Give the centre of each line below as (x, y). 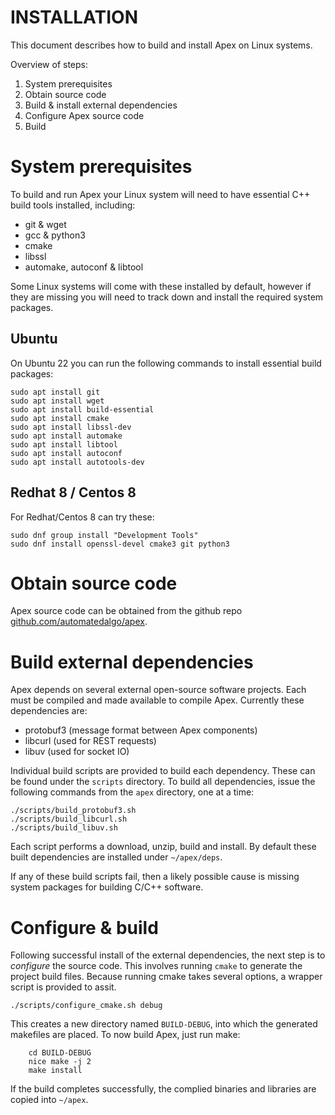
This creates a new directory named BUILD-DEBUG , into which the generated (164, 1024)
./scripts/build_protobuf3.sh (73, 811)
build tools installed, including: (73, 205)
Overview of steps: (49, 64)
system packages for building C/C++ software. (107, 887)
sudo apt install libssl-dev (71, 427)
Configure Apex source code (84, 115)
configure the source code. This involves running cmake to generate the (156, 966)
